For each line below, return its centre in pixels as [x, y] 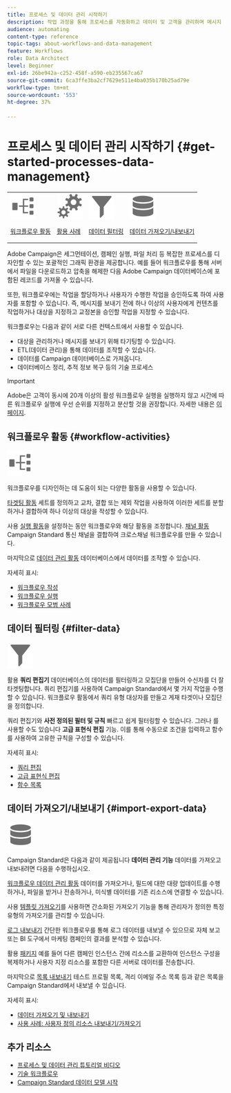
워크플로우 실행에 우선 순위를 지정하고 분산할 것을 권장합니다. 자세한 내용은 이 [118, 404]
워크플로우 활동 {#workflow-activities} [89, 436]
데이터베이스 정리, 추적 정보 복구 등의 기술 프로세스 [85, 368]
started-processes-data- [81, 162]
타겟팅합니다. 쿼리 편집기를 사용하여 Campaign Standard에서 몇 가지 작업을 [109, 688]
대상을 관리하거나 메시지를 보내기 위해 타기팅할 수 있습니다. [96, 341]
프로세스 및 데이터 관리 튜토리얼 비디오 [69, 1065]
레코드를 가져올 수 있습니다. [57, 280]
